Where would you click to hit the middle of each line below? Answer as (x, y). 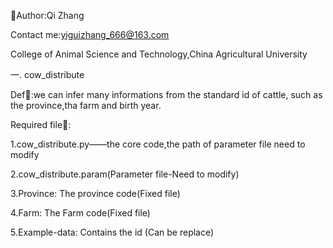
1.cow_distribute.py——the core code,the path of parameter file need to (158, 144)
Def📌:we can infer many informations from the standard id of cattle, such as (166, 94)
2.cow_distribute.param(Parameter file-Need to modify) (125, 174)
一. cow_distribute (47, 74)
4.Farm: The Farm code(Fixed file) (80, 213)
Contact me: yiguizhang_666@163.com (90, 34)
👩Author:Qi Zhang (47, 15)
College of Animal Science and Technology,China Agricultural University (159, 54)
